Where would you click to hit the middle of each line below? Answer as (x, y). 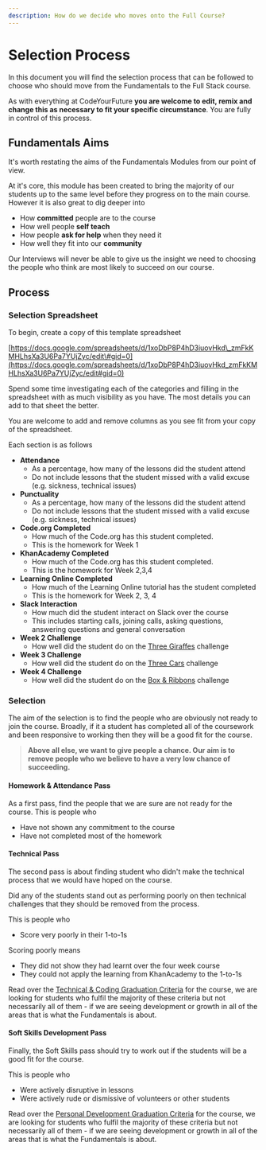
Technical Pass (34, 854)
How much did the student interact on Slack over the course (130, 613)
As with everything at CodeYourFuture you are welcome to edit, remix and (130, 101)
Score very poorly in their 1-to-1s (73, 934)
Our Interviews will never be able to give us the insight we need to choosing (132, 259)
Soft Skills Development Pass (58, 1033)
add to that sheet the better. (54, 406)
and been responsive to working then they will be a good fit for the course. (130, 735)
